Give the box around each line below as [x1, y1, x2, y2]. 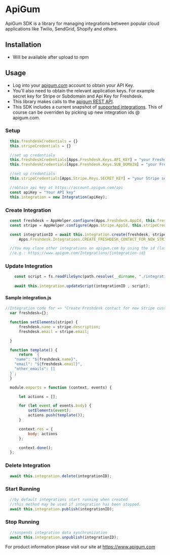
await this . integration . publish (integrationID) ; [10, 506, 114, 511]
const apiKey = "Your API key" [10, 189, 76, 195]
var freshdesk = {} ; [10, 311, 49, 316]
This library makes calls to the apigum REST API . [12, 98, 114, 105]
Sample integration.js [5, 295, 52, 301]
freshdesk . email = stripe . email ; [18, 329, 90, 334]
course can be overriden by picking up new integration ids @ [12, 109, 140, 115]
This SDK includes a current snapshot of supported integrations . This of [12, 104, 163, 110]
